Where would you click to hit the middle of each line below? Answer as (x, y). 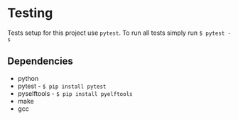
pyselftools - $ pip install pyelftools (75, 93)
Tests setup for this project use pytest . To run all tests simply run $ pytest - (119, 33)
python (28, 78)
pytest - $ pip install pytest (62, 86)
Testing (30, 13)
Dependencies (40, 61)
